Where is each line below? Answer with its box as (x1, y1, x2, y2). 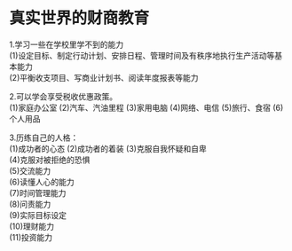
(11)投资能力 (9, 231, 53, 242)
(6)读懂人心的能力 (9, 176, 75, 187)
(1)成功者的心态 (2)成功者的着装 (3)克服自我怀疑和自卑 (9, 143, 207, 153)
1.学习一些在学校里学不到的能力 (9, 39, 124, 50)
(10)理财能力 (9, 221, 55, 231)
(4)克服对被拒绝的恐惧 (9, 154, 91, 165)
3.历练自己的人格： (9, 132, 79, 143)
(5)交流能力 (9, 165, 51, 176)
